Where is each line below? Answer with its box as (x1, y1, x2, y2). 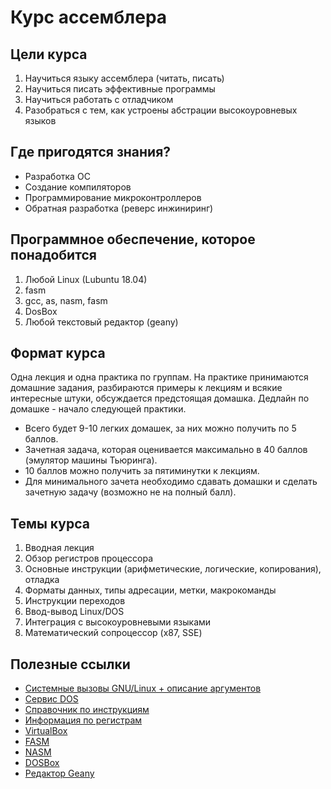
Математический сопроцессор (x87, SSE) (24, 627, 203, 639)
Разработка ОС (24, 170, 91, 182)
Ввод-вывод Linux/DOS (24, 606, 125, 618)
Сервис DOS (24, 693, 79, 705)
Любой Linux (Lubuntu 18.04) (24, 273, 148, 285)
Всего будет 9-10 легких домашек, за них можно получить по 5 (24, 422, 297, 435)
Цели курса (10, 46, 88, 63)
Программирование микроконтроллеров (24, 191, 202, 203)
